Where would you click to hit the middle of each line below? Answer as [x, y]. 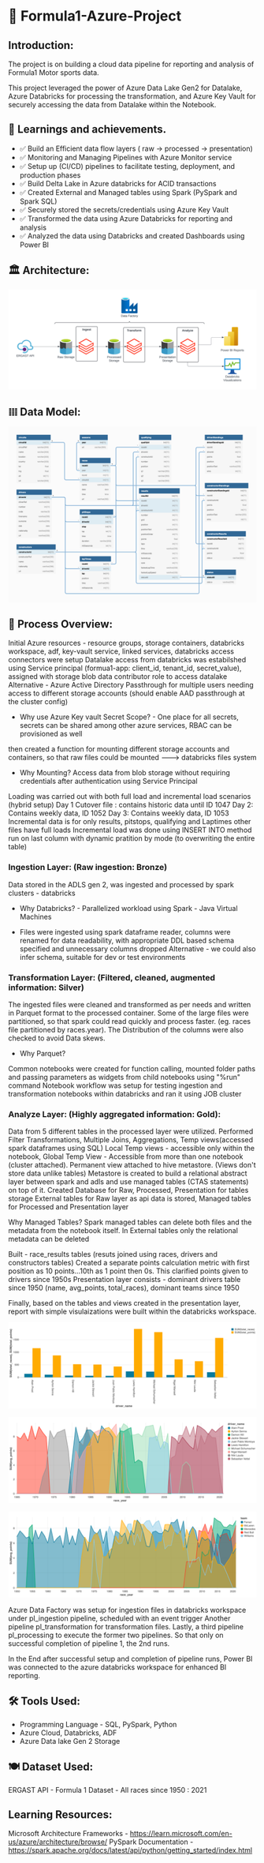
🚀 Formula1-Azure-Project [95, 16]
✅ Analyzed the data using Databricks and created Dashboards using [132, 235]
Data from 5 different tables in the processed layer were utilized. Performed [131, 1131]
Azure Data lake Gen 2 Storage [70, 1741]
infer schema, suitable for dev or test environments [102, 957]
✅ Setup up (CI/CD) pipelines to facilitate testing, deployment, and [127, 166]
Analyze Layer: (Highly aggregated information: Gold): [115, 1114]
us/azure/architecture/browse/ [58, 1842]
